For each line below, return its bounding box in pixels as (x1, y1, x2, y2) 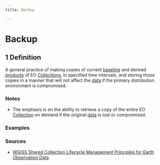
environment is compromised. (5, 82, 67, 88)
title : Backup (5, 7, 35, 13)
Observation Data (12, 154, 49, 160)
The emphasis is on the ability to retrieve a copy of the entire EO (12, 106, 145, 112)
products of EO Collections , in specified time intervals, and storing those (5, 72, 155, 78)
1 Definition (5, 53, 42, 62)
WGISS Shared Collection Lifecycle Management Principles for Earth (12, 149, 154, 155)
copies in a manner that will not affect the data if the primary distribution (5, 77, 154, 83)
